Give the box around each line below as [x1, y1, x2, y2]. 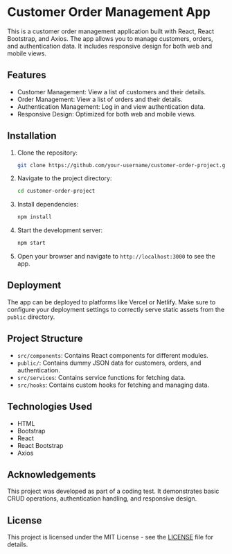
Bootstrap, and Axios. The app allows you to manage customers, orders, [7, 34, 213, 42]
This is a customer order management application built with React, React [7, 27, 215, 35]
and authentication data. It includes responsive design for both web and [7, 42, 213, 50]
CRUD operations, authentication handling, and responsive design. [7, 494, 197, 503]
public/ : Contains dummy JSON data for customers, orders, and [17, 358, 202, 367]
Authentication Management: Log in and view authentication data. [17, 102, 206, 111]
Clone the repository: [17, 148, 78, 157]
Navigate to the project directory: [17, 174, 112, 182]
